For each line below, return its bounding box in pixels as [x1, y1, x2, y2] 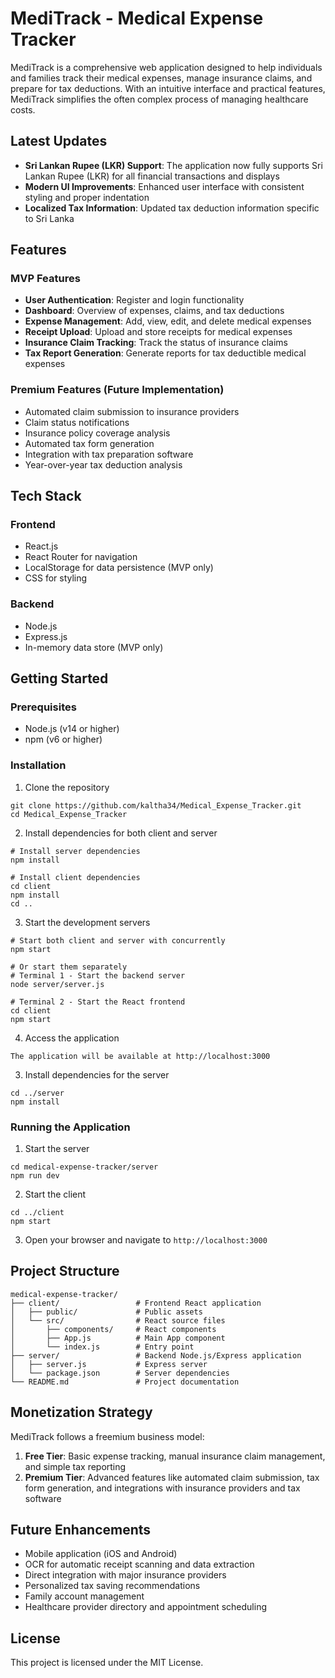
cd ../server [10, 1088, 65, 1098]
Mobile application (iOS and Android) [24, 1548, 178, 1560]
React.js [24, 540, 59, 552]
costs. [10, 103, 36, 116]
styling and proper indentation [24, 191, 150, 203]
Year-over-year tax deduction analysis [24, 458, 183, 471]
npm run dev [10, 1171, 60, 1181]
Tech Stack [10, 488, 82, 505]
